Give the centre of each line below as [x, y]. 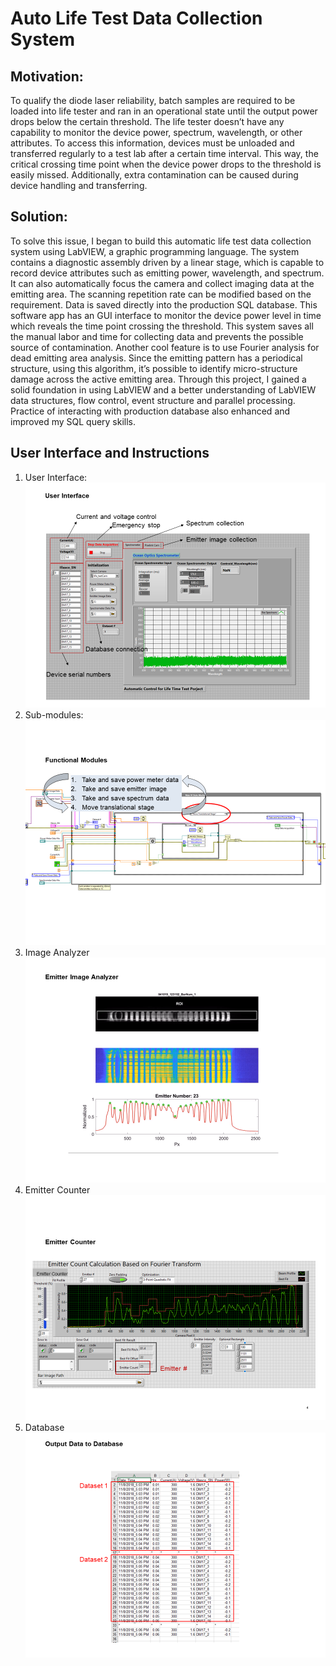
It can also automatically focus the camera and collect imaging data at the [162, 283]
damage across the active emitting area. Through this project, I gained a [158, 379]
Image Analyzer [57, 952]
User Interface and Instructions [110, 453]
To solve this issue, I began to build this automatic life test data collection [161, 241]
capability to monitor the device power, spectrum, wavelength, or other [156, 132]
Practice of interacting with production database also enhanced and [150, 411]
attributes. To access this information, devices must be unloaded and [152, 143]
